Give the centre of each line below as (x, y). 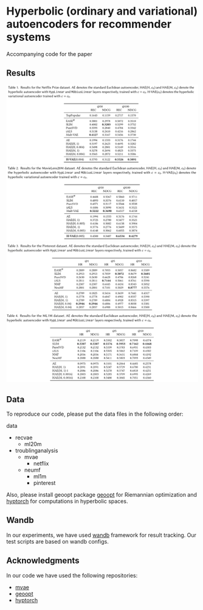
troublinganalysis (36, 450)
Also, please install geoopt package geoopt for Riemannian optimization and (102, 494)
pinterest (44, 483)
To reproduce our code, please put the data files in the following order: (95, 414)
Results (21, 73)
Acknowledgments (43, 561)
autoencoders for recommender (89, 24)
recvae (24, 438)
